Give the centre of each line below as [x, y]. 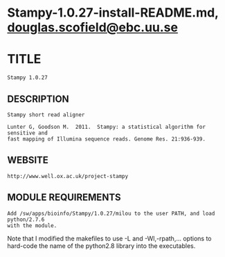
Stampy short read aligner [46, 115]
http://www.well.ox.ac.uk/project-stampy [68, 176]
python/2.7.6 [26, 220]
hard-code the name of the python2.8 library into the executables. [101, 246]
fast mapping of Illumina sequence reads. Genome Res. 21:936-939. [107, 139]
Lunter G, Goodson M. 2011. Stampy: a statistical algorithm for [107, 127]
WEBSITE [28, 160]
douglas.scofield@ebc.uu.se [93, 27]
